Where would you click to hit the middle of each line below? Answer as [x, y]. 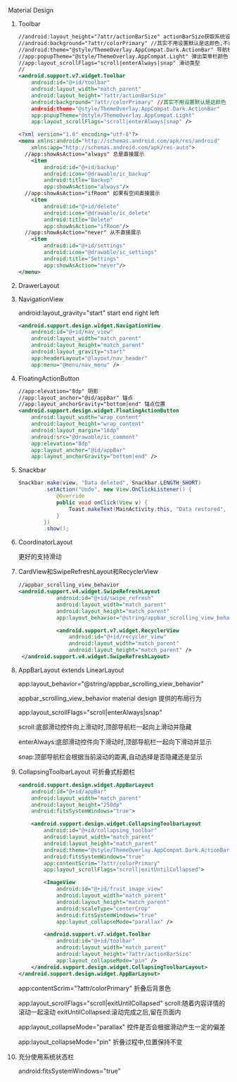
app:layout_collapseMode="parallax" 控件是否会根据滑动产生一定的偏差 [122, 1026]
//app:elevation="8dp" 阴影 [58, 391]
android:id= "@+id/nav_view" [72, 332]
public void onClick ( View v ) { [102, 503]
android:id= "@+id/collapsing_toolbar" [101, 831]
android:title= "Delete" [78, 220]
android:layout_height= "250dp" [77, 805]
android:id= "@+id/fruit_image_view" [110, 889]
